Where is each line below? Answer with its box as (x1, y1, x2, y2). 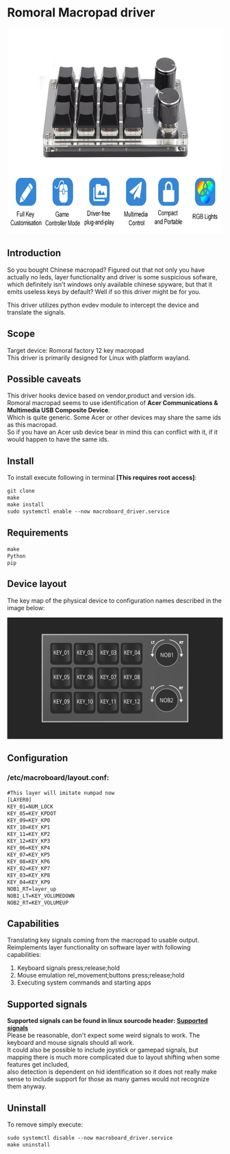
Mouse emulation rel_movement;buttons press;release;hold (16, 971, 185, 980)
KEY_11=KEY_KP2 (7, 831, 51, 838)
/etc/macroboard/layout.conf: (7, 773, 110, 783)
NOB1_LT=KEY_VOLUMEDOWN (7, 892, 75, 899)
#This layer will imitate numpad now (7, 789, 115, 796)
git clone (7, 487, 36, 495)
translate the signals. (7, 308, 66, 316)
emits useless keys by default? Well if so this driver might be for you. (7, 287, 201, 296)
